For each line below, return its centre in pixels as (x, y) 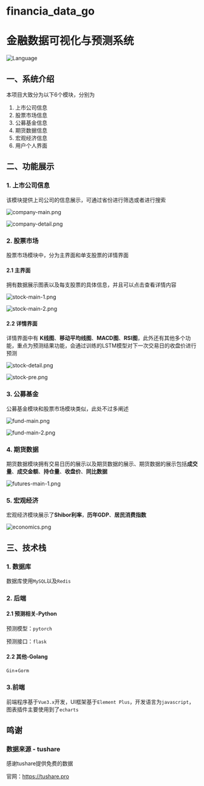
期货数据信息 (31, 130)
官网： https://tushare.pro (38, 776)
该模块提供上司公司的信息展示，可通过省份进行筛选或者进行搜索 (86, 200)
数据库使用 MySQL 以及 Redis (39, 581)
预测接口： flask (26, 642)
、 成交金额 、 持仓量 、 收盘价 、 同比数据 (59, 471)
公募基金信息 (31, 122)
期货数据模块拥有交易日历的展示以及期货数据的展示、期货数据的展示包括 (97, 464)
